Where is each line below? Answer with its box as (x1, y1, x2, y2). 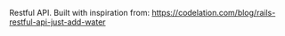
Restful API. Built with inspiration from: (9, 8, 150, 18)
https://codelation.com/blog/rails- (151, 8, 276, 18)
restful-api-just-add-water (9, 17, 106, 27)
